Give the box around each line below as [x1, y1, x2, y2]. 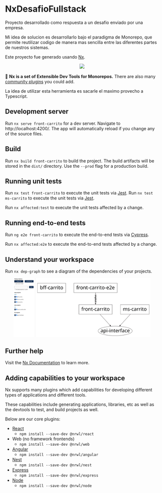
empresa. [5, 24, 24, 30]
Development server [5, 107, 69, 116]
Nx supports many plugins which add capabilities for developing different [5, 387, 153, 393]
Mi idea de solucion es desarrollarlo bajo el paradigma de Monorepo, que [5, 34, 153, 40]
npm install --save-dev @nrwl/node [19, 484, 92, 489]
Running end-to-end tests [5, 218, 86, 227]
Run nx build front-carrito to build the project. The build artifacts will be [5, 158, 155, 164]
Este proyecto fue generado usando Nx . [5, 54, 85, 59]
